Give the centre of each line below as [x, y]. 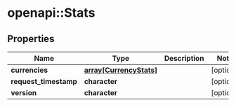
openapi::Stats [51, 13]
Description [184, 58]
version [24, 93]
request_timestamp [44, 81]
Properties [31, 39]
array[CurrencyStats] [121, 70]
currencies [29, 70]
